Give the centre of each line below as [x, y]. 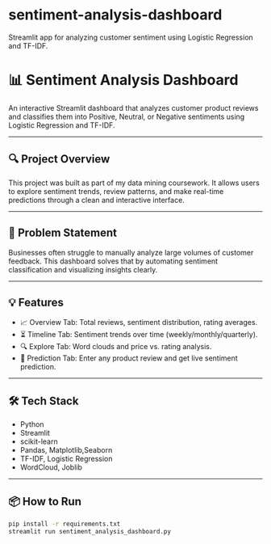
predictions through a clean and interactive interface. [97, 200]
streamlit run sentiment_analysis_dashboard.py [90, 531]
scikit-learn [39, 441]
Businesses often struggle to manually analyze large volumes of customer [131, 252]
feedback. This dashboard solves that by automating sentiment [113, 261]
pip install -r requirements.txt [65, 524]
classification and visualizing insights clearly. [83, 269]
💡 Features [36, 302]
